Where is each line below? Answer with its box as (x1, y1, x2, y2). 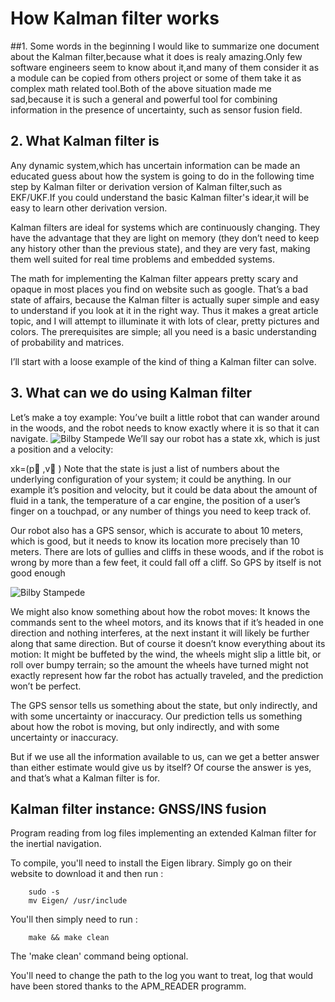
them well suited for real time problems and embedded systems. (10, 253, 275, 265)
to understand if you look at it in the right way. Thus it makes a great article (10, 304, 319, 316)
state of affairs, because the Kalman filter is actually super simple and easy (10, 293, 320, 306)
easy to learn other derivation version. (10, 202, 168, 214)
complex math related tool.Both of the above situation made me (10, 82, 272, 94)
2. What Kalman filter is (10, 133, 160, 150)
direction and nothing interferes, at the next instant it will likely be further (10, 627, 310, 639)
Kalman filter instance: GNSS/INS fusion (10, 800, 267, 817)
